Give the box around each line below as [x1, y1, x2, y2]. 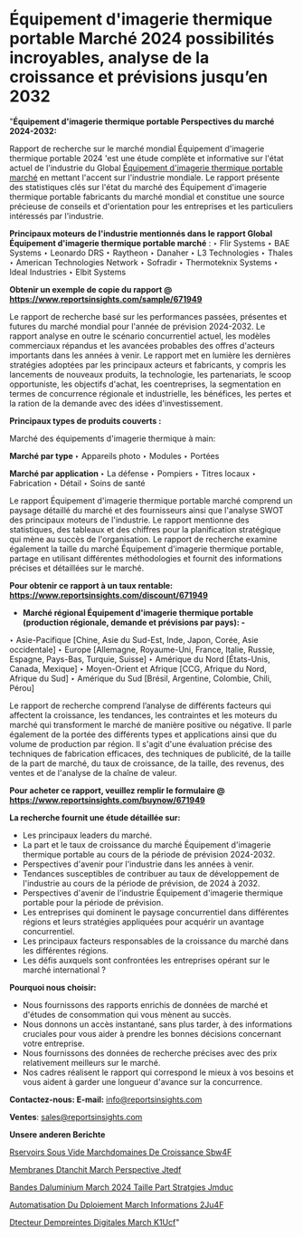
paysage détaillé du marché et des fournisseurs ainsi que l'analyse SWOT [9, 504, 284, 515]
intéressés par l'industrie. [9, 210, 104, 221]
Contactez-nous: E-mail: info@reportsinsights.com [9, 1094, 203, 1105]
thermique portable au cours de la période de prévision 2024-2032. [22, 849, 276, 859]
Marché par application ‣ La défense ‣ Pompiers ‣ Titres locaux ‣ [9, 467, 257, 479]
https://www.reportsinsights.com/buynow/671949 [9, 794, 205, 805]
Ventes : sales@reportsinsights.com [9, 1111, 143, 1122]
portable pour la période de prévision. [22, 897, 164, 907]
